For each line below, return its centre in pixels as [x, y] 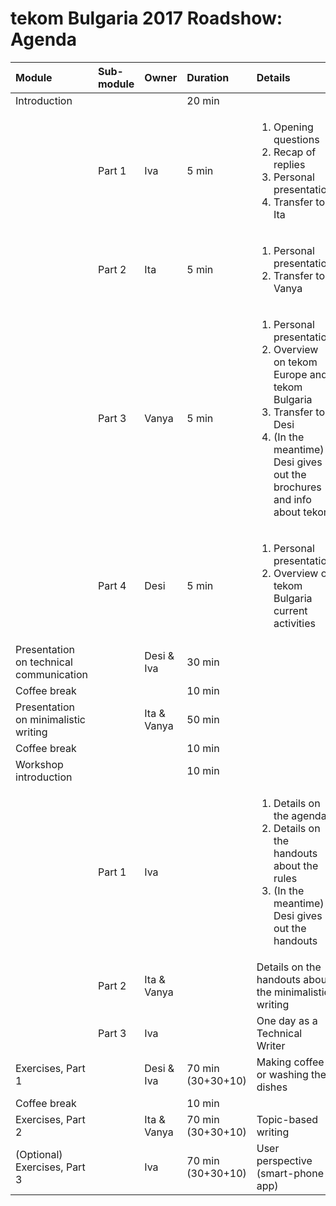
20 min [203, 100]
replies [289, 164]
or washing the [291, 1074]
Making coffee [290, 1062]
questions [296, 139]
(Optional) [39, 1154]
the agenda [300, 815]
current [290, 610]
